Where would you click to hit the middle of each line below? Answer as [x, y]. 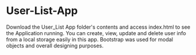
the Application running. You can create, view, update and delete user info [96, 33]
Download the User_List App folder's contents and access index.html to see [98, 27]
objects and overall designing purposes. [55, 46]
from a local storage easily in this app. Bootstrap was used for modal [89, 39]
